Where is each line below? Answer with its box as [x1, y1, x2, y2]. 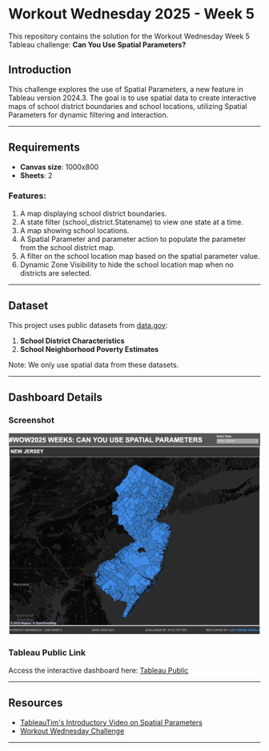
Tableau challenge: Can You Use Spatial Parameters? [8, 39, 187, 49]
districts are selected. [19, 268, 92, 277]
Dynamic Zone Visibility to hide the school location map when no [19, 260, 234, 269]
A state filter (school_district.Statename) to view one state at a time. [19, 217, 244, 227]
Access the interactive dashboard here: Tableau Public [8, 665, 189, 675]
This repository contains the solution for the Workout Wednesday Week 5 [8, 31, 251, 41]
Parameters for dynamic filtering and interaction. [8, 110, 169, 119]
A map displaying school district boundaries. [19, 208, 167, 218]
